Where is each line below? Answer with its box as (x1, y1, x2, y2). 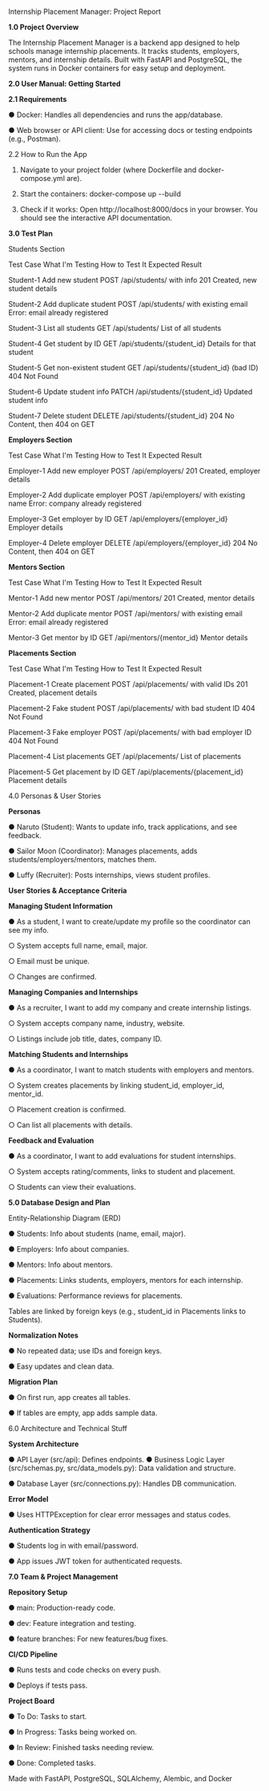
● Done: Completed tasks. (8, 1758, 96, 1768)
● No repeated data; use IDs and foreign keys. (8, 1346, 163, 1355)
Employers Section (8, 435, 73, 444)
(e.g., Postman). (8, 134, 62, 143)
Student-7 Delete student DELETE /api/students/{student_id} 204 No (8, 411, 235, 420)
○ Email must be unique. (8, 957, 90, 966)
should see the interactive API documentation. (19, 213, 173, 223)
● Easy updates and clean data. (8, 1361, 114, 1371)
